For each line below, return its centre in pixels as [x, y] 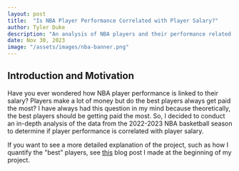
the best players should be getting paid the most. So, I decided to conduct [116, 115]
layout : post [27, 14]
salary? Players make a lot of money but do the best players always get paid [119, 100]
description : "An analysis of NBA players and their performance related [119, 34]
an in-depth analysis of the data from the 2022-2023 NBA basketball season [120, 123]
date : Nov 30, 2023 [36, 41]
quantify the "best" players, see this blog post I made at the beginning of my [119, 152]
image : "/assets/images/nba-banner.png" [68, 47]
